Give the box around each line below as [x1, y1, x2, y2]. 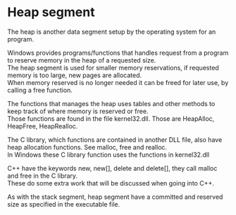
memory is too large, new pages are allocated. [7, 71, 142, 79]
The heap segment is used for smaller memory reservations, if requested [7, 63, 220, 72]
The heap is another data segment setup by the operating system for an [7, 27, 216, 36]
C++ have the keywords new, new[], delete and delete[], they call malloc [7, 164, 218, 172]
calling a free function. [7, 86, 73, 94]
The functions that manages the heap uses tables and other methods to [7, 99, 216, 107]
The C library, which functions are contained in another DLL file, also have [7, 135, 223, 144]
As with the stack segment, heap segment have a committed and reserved [7, 193, 223, 201]
